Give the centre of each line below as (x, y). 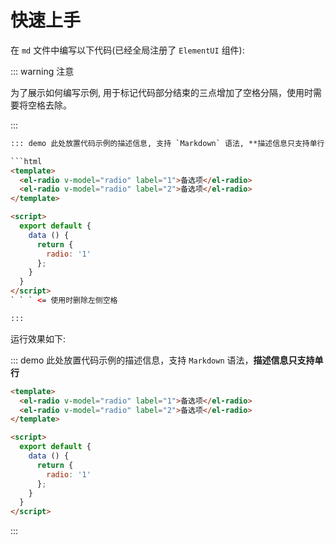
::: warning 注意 (42, 71)
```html (26, 161)
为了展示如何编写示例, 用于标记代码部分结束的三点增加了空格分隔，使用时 (161, 92)
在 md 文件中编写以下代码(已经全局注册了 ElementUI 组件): (127, 50)
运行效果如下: (38, 338)
